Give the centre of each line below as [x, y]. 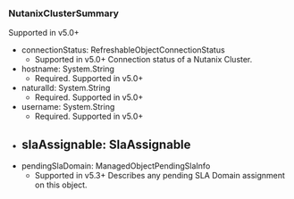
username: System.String [68, 107]
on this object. [61, 185]
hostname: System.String [68, 69]
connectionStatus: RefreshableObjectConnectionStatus [123, 50]
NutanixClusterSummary [64, 13]
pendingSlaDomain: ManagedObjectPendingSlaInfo [116, 166]
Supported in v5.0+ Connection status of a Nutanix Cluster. [143, 60]
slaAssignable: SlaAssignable [106, 144]
